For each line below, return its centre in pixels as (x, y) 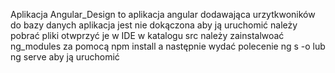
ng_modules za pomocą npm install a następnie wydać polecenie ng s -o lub (168, 46)
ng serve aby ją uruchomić (65, 57)
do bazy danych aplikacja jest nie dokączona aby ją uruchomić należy (154, 25)
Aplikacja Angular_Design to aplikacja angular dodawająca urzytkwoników (163, 14)
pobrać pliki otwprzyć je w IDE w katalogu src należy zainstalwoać (147, 35)
